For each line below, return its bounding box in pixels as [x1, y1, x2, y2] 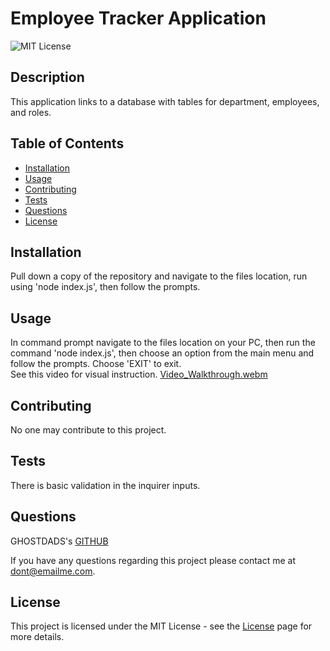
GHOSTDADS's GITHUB [10, 535, 109, 547]
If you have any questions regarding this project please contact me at [10, 554, 297, 566]
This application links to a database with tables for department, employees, [10, 95, 320, 107]
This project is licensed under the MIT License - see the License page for [10, 620, 313, 632]
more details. [10, 631, 65, 643]
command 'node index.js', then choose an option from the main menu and [10, 347, 315, 359]
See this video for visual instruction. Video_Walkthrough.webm [10, 368, 268, 381]
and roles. [10, 106, 52, 118]
